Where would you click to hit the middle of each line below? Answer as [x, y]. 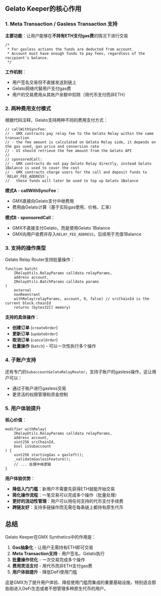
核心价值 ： [16, 420]
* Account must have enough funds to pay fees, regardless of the [76, 53]
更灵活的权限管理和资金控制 [40, 394]
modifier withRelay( [26, 429]
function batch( [21, 269]
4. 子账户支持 [21, 360]
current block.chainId [28, 303]
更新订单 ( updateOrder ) [35, 334]
